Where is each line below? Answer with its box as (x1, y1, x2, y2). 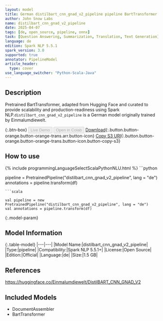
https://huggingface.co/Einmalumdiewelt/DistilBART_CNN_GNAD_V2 (5, 279, 141, 285)
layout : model (5, 7, 34, 12)
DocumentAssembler (12, 306, 55, 312)
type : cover (9, 66, 34, 71)
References (5, 266, 41, 274)
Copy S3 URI (95, 132, 121, 139)
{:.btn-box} (5, 127, 28, 132)
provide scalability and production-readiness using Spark (5, 107, 120, 113)
